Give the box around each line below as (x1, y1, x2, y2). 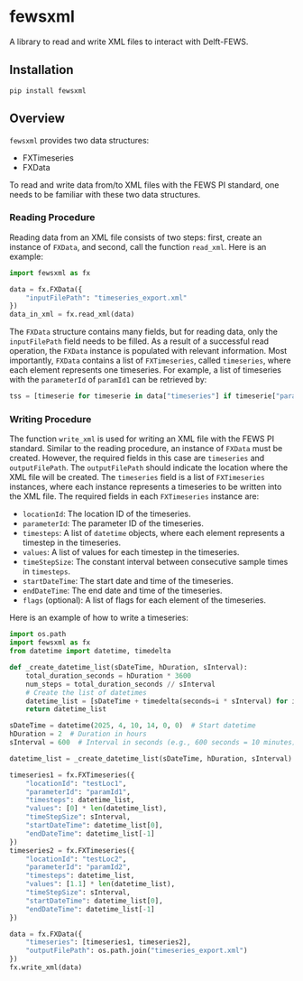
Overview (9, 111, 66, 126)
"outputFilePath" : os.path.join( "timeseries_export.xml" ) (25, 946, 248, 956)
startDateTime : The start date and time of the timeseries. (22, 576, 234, 587)
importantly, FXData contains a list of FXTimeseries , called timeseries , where (9, 355, 291, 366)
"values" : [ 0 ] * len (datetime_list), (25, 804, 168, 813)
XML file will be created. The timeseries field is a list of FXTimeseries (9, 472, 265, 483)
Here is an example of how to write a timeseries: (9, 612, 189, 624)
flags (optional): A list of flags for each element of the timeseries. (22, 595, 267, 606)
